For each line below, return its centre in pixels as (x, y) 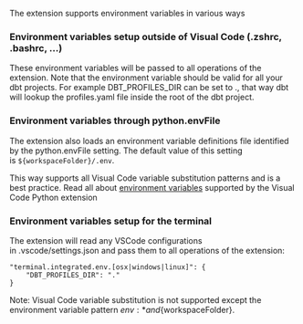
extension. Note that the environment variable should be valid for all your (146, 78)
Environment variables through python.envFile (115, 120)
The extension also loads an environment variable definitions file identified (149, 141)
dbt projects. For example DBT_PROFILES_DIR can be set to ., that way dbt (149, 88)
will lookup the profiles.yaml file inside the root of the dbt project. (132, 97)
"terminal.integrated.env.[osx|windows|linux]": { (108, 267)
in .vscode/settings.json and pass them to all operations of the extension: (147, 250)
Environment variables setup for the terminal (111, 221)
